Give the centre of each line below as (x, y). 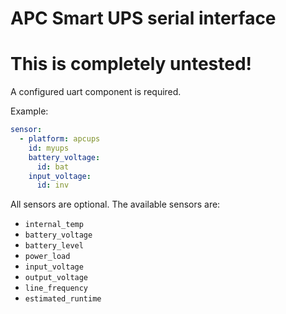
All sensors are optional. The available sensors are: (115, 204)
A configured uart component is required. (96, 92)
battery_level (54, 246)
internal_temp (54, 225)
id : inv (53, 185)
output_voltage (56, 278)
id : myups (49, 148)
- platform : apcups (60, 139)
